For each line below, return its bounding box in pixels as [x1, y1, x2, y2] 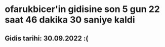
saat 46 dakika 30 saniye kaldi [5, 14, 135, 25]
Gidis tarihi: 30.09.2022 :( [5, 34, 89, 42]
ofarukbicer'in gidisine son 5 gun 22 [5, 3, 160, 15]
